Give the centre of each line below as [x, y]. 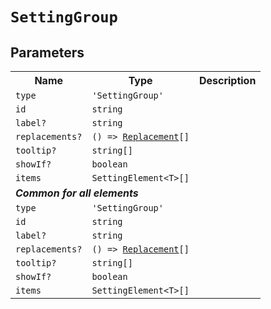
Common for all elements [77, 193]
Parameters [47, 52]
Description [227, 80]
